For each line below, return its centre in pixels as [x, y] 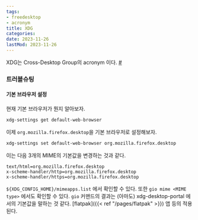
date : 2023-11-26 [28, 39]
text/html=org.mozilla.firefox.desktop [55, 167]
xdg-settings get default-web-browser [54, 120]
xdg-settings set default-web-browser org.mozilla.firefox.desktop [91, 143]
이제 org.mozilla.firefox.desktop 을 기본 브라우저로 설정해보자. [82, 132]
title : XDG [20, 28]
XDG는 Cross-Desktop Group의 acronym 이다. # [64, 62]
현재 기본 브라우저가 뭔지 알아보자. [46, 109]
